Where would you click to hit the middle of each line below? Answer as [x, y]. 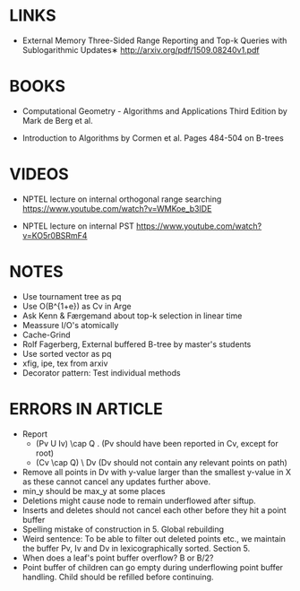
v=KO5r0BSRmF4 [55, 235]
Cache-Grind [46, 335]
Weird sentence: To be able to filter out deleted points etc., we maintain [154, 538]
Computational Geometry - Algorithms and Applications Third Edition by [155, 111]
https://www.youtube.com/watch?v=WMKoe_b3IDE [117, 208]
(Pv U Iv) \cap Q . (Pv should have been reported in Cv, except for [157, 443]
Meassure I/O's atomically [70, 325]
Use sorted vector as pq [67, 353]
